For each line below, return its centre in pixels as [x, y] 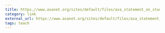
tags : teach [17, 23]
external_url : [20, 18]
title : [12, 9]
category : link [21, 14]
